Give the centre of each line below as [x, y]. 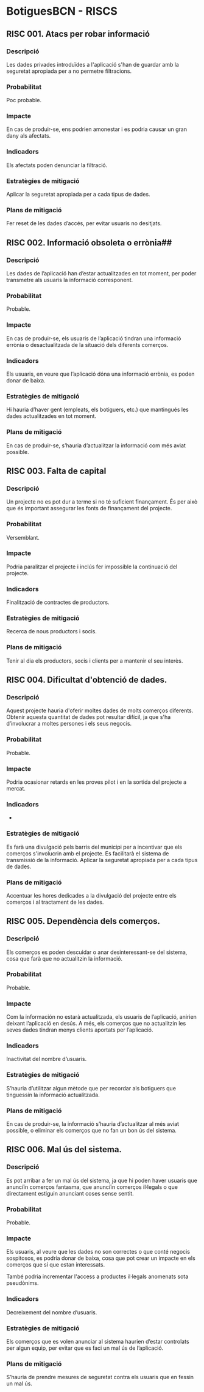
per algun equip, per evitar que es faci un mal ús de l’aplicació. [85, 1348]
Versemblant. [23, 537]
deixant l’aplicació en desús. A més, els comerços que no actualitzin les [96, 1024]
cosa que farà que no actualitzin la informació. [65, 958]
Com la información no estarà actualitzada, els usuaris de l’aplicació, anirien [101, 1017]
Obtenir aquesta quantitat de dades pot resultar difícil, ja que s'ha [89, 717]
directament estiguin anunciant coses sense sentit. [70, 1193]
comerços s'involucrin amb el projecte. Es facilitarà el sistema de [88, 853]
